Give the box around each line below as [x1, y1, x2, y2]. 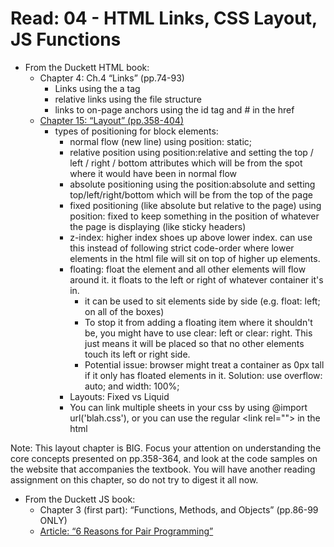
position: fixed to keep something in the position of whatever [69, 210, 320, 222]
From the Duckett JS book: [24, 493, 136, 505]
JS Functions [10, 28, 122, 51]
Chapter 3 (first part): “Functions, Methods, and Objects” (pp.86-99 [39, 503, 319, 516]
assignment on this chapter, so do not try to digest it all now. [10, 473, 259, 486]
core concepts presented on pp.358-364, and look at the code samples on [10, 452, 318, 464]
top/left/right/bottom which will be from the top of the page [69, 188, 313, 201]
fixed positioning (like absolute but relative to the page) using [69, 199, 322, 211]
